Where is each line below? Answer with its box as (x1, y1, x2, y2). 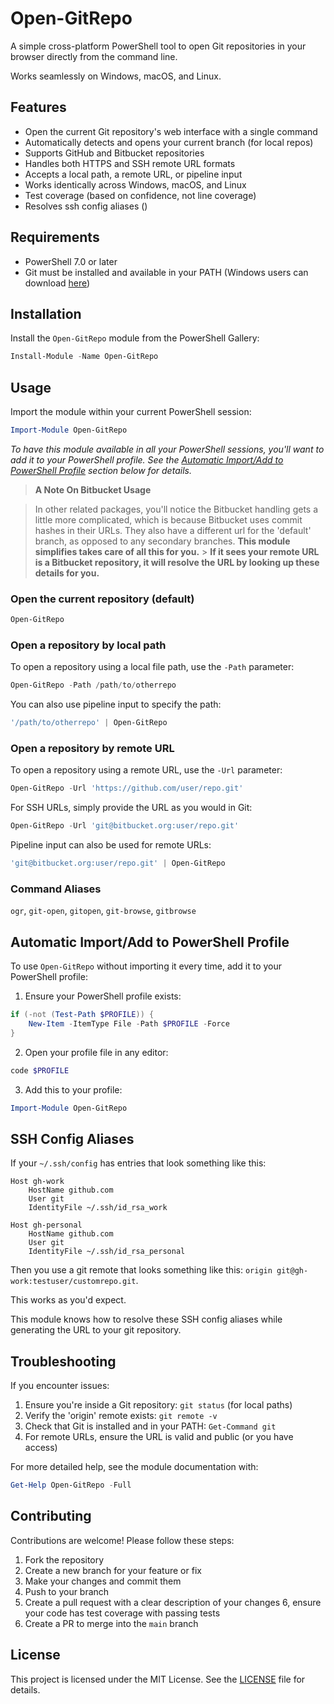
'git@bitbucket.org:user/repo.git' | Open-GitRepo (10, 858, 226, 869)
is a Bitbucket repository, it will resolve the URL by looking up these (34, 556, 320, 568)
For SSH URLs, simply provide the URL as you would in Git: (10, 802, 253, 814)
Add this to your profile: (24, 1083, 123, 1096)
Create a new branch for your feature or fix (24, 1564, 202, 1576)
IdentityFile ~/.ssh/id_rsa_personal (28, 1247, 186, 1257)
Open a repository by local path (10, 638, 167, 652)
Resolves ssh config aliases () (24, 200, 148, 212)
